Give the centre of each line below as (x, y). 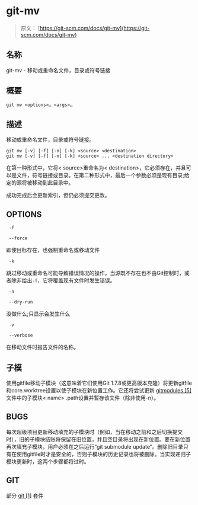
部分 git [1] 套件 (25, 496)
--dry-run (21, 302)
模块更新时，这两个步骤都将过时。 (48, 461)
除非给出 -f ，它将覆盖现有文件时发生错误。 (63, 280)
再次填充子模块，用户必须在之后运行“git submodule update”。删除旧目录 (95, 446)
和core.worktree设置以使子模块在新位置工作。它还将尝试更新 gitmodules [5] (99, 390)
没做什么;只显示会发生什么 (38, 314)
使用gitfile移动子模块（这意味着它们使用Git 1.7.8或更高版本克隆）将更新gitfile (99, 383)
